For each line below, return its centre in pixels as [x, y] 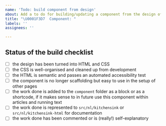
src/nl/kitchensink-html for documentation [57, 113]
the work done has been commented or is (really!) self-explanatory [81, 118]
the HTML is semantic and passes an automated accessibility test [79, 75]
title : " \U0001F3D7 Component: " [41, 19]
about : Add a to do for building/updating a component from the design [80, 14]
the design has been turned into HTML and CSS [61, 64]
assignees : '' [20, 28]
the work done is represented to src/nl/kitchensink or [68, 108]
